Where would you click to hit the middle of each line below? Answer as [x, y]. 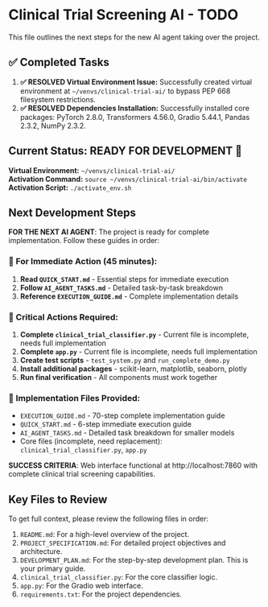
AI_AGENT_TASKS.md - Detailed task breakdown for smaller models [127, 433]
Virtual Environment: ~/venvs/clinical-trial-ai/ [92, 170]
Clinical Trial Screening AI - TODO [124, 15]
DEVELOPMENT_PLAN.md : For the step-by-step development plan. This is [134, 560]
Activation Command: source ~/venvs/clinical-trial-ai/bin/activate [128, 179]
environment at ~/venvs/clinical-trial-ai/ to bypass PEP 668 [125, 91]
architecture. [41, 551]
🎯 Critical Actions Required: [64, 317]
